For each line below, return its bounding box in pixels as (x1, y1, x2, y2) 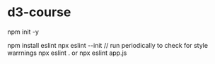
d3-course (7, 4, 71, 20)
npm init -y (7, 27, 39, 36)
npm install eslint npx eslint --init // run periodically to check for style (7, 41, 209, 49)
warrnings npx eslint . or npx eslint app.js (7, 49, 127, 57)
